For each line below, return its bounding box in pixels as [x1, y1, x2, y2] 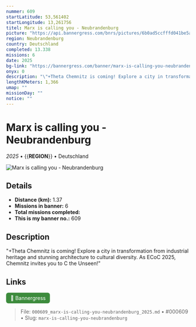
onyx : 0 [6, 68, 25, 74]
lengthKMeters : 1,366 [6, 80, 59, 85]
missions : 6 [6, 52, 35, 58]
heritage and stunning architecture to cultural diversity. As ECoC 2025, [6, 254, 176, 261]
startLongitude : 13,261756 [6, 19, 72, 25]
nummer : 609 [6, 8, 35, 15]
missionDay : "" [6, 90, 43, 96]
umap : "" [6, 85, 27, 91]
